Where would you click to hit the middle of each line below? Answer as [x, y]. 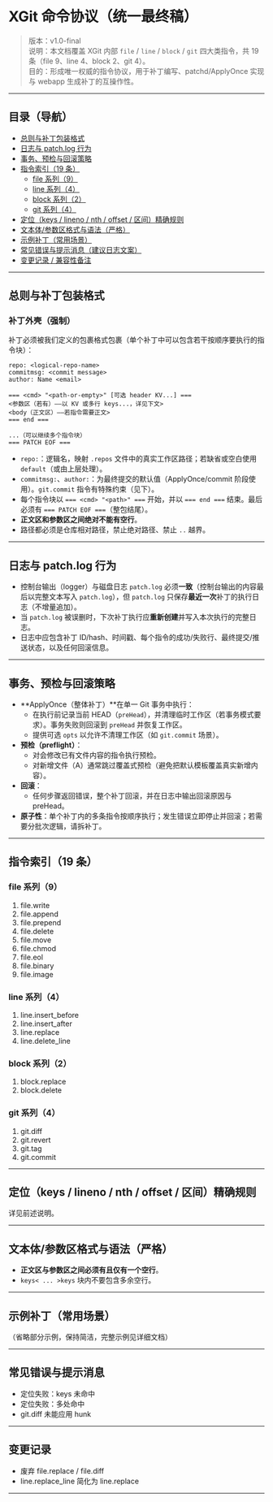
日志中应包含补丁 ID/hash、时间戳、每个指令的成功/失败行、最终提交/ [136, 638]
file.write [35, 905]
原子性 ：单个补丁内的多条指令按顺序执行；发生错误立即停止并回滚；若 [138, 816]
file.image [37, 974]
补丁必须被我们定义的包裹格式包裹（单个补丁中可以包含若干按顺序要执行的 [133, 340]
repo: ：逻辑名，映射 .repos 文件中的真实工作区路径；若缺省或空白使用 [139, 459]
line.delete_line [45, 1041]
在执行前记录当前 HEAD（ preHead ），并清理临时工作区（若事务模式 [143, 715]
